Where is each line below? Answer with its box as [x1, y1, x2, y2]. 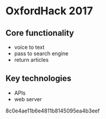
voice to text [14, 43, 45, 51]
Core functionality [5, 28, 75, 38]
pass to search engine [14, 50, 69, 57]
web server [14, 95, 42, 102]
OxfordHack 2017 [5, 4, 93, 18]
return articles [14, 57, 49, 63]
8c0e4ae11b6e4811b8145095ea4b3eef [5, 107, 100, 114]
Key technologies [5, 73, 72, 84]
